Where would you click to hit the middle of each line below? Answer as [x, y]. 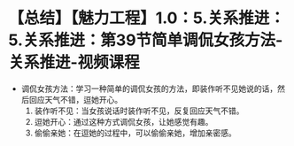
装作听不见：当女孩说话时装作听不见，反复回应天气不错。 [139, 111]
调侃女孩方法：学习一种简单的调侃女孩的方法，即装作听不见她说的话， [149, 88]
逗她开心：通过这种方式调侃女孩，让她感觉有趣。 [124, 121]
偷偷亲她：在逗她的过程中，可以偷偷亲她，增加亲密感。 [135, 133]
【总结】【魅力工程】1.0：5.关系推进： [147, 18]
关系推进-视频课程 [74, 62]
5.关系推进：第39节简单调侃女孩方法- [146, 40]
